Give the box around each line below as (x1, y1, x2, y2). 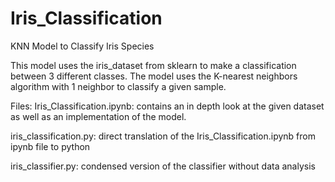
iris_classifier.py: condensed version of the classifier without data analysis (10, 160, 316, 172)
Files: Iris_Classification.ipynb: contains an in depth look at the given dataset (10, 100, 325, 112)
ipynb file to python (10, 140, 91, 152)
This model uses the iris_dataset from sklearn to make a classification (10, 59, 297, 71)
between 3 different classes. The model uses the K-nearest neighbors (10, 70, 298, 82)
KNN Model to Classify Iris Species (10, 40, 155, 52)
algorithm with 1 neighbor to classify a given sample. (10, 80, 227, 92)
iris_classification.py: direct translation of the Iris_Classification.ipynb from (10, 130, 316, 142)
